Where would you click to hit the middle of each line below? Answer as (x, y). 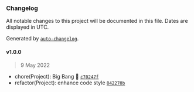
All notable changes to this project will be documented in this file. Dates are (97, 21)
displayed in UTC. (28, 27)
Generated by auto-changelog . (42, 39)
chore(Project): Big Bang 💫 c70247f (57, 76)
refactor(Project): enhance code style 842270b (70, 83)
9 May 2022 (35, 65)
